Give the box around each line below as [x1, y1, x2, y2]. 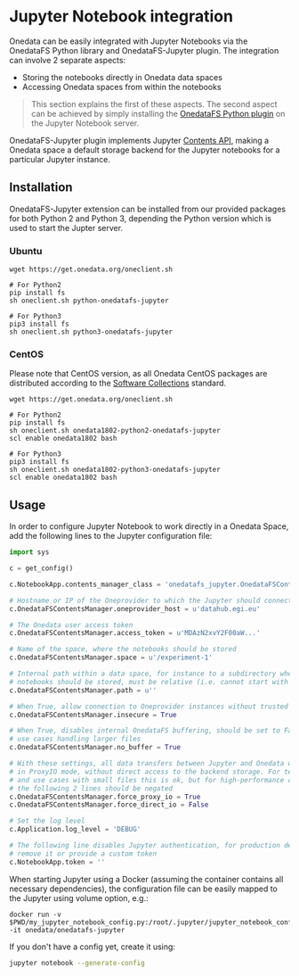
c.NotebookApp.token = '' [9, 857, 105, 866]
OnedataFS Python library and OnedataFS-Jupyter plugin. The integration [9, 45, 279, 55]
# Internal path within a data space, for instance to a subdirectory [9, 669, 277, 679]
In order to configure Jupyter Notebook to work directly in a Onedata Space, [9, 521, 289, 532]
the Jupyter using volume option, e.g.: [9, 892, 149, 903]
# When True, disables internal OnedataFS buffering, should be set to [9, 726, 280, 735]
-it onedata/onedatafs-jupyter [9, 925, 125, 934]
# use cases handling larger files [9, 734, 141, 744]
